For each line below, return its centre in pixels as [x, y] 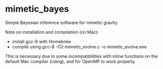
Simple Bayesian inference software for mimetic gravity [61, 23]
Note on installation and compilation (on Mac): [52, 32]
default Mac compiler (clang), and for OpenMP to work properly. [70, 61]
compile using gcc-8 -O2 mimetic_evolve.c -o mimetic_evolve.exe [80, 46]
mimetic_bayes [37, 9]
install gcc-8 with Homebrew [42, 41]
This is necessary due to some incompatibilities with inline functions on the [81, 56]
